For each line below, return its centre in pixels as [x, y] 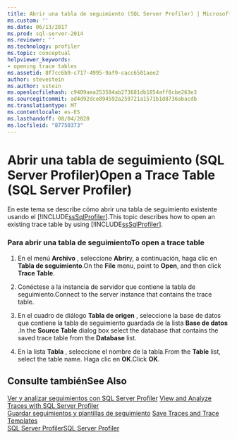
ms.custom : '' [28, 20]
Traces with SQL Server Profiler [53, 405]
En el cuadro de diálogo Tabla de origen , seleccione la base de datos [119, 315]
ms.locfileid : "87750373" [45, 125]
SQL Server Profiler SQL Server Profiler [63, 428]
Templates [23, 421]
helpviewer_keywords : [39, 60]
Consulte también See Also [67, 381]
